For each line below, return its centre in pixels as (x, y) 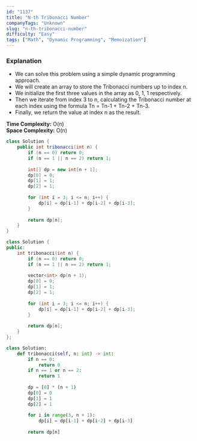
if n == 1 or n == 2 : (55, 371)
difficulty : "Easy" (31, 34)
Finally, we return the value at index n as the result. (78, 113)
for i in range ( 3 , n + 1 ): (62, 415)
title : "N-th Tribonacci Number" (48, 17)
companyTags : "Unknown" (36, 23)
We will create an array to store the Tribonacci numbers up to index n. (101, 87)
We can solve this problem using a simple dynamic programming (95, 74)
